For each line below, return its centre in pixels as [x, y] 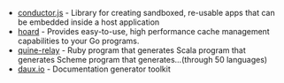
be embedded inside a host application [88, 22]
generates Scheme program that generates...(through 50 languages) [142, 60]
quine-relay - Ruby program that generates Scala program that [131, 50]
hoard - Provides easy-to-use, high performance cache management [143, 31]
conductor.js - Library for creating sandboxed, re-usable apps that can [146, 13]
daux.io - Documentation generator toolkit [94, 69]
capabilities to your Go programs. [78, 41]
